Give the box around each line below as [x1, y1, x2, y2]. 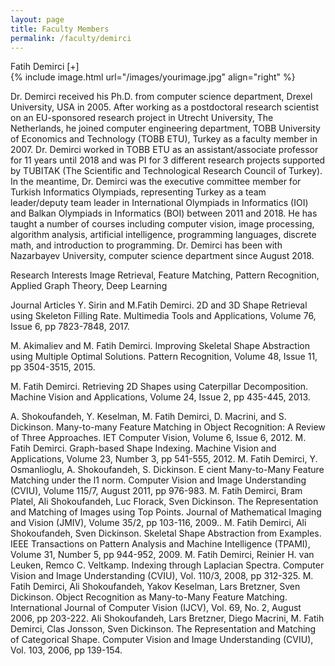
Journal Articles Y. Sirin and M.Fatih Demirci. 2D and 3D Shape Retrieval [10, 299, 308, 311]
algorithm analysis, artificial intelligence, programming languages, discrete [10, 229, 317, 241]
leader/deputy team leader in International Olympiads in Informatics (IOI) [10, 197, 309, 209]
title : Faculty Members [10, 24, 110, 34]
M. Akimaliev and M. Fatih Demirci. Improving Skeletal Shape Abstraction [10, 340, 310, 352]
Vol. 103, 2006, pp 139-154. [10, 644, 123, 656]
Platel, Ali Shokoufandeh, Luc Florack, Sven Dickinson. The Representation [10, 496, 319, 508]
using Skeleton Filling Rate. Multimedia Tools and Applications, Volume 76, [10, 310, 317, 322]
